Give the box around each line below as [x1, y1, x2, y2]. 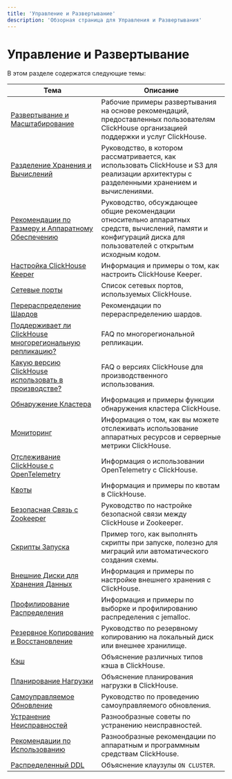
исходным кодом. [101, 250, 161, 260]
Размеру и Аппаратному [10, 224, 93, 233]
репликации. [101, 338, 144, 348]
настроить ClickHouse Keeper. [101, 269, 202, 279]
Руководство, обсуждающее [101, 198, 198, 208]
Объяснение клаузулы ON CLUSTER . [101, 760, 215, 770]
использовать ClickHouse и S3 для [101, 161, 217, 170]
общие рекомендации [101, 206, 175, 216]
